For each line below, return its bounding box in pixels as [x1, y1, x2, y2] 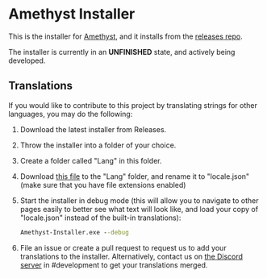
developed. [8, 56, 46, 65]
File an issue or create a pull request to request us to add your [19, 243, 227, 252]
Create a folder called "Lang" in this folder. [19, 156, 163, 165]
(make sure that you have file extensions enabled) [19, 180, 186, 189]
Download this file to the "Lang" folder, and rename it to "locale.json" [19, 171, 250, 181]
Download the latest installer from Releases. [19, 124, 167, 134]
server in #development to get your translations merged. [19, 259, 208, 270]
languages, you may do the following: [8, 109, 133, 118]
